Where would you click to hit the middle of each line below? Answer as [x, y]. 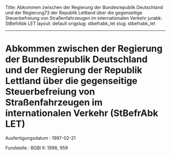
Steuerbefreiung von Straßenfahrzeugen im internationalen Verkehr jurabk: [84, 18]
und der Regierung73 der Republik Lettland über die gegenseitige [74, 13]
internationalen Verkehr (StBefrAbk [82, 113]
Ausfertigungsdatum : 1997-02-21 [41, 138]
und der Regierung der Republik [74, 70]
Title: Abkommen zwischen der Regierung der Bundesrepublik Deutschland [84, 7]
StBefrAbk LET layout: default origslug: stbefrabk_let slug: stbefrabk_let [80, 23]
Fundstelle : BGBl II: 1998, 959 [37, 148]
